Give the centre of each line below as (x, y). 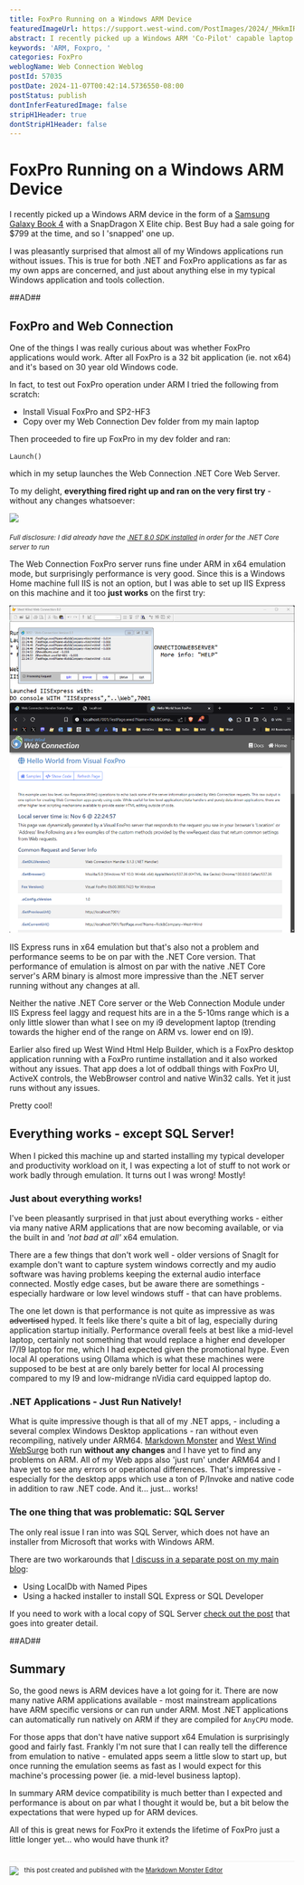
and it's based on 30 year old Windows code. (94, 367)
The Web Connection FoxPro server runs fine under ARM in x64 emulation (148, 564)
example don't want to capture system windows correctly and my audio (143, 1265)
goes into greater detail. (54, 1623)
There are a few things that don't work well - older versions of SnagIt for (144, 1255)
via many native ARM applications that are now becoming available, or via (147, 1228)
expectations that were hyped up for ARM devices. (104, 1813)
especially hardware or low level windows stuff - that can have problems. (146, 1294)
